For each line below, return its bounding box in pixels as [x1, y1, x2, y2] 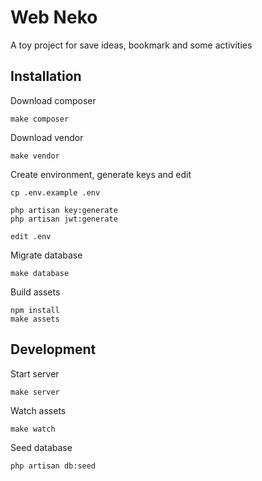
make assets [10, 314, 60, 324]
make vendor [10, 151, 60, 161]
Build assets [10, 286, 61, 298]
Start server [10, 367, 60, 380]
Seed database [10, 441, 73, 453]
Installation [10, 68, 82, 85]
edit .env [10, 231, 52, 241]
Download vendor [10, 131, 84, 143]
